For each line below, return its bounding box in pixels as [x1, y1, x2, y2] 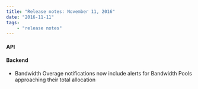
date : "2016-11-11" [6, 14, 55, 20]
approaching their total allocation [14, 76, 96, 83]
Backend [6, 57, 28, 64]
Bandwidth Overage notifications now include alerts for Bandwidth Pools [14, 70, 193, 77]
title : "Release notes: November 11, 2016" [6, 8, 116, 15]
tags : [6, 19, 20, 25]
